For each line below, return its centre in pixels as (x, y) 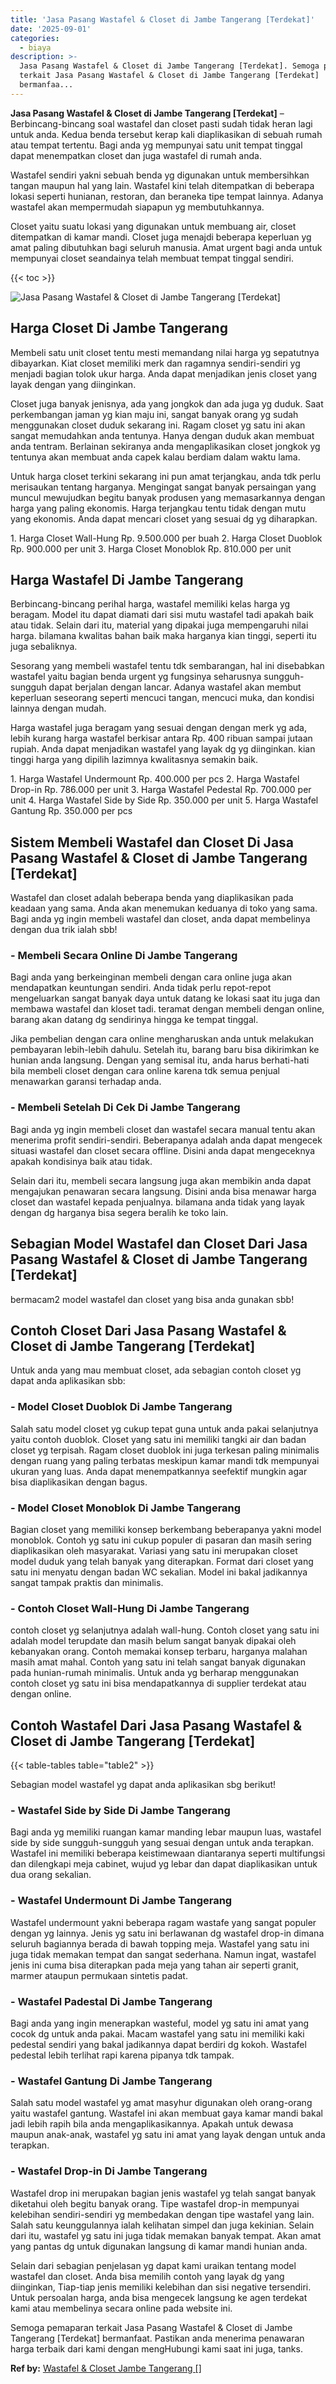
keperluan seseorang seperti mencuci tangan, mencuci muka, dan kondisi (162, 698)
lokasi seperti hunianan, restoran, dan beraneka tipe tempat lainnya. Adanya (167, 196)
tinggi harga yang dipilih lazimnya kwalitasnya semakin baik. (134, 760)
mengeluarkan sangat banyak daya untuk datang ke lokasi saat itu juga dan (165, 998)
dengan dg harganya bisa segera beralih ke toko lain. (119, 1212)
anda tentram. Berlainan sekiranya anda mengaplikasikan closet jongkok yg (165, 446)
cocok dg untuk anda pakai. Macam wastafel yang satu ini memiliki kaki (157, 2034)
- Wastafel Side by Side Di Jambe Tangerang (120, 1811)
